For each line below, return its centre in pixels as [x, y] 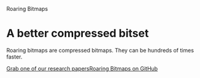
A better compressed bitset [78, 34]
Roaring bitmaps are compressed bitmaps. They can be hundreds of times [100, 50]
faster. [14, 57]
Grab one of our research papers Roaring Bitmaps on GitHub [82, 68]
